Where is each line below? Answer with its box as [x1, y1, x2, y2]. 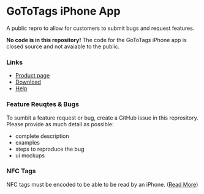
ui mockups [15, 151, 45, 159]
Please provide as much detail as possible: [6, 120, 115, 128]
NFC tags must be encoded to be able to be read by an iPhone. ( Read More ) [6, 181, 198, 188]
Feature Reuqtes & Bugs [6, 100, 80, 109]
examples [15, 138, 40, 146]
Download [15, 78, 42, 86]
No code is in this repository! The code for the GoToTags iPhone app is [6, 36, 187, 43]
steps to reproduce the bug [15, 145, 85, 153]
